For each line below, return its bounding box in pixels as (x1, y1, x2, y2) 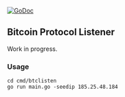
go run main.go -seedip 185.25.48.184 (7, 83, 118, 91)
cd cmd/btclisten (7, 78, 57, 85)
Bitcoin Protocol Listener (7, 26, 115, 38)
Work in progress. (7, 45, 58, 53)
